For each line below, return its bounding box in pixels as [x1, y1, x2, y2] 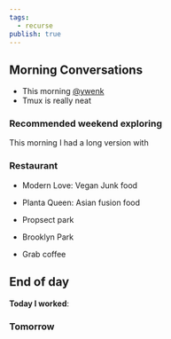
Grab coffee [21, 248, 66, 259]
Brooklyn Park [21, 232, 74, 242]
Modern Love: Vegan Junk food [21, 179, 138, 191]
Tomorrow [9, 320, 55, 333]
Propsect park [21, 214, 74, 225]
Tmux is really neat [21, 95, 91, 106]
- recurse [17, 21, 53, 30]
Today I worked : [9, 298, 69, 309]
